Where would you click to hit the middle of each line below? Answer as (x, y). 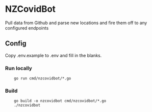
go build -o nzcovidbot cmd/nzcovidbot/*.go (60, 101)
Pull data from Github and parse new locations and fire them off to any (76, 23)
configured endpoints (27, 28)
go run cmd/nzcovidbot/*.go (42, 78)
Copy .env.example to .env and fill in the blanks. (53, 55)
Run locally (19, 68)
